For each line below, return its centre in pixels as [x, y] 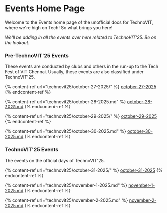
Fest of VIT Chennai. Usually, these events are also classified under [74, 72]
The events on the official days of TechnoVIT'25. [55, 160]
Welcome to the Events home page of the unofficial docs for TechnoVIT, [79, 22]
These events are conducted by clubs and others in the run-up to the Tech [82, 66]
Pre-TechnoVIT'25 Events [37, 55]
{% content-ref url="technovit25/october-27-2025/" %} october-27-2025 [81, 87]
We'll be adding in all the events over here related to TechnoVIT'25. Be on [81, 37]
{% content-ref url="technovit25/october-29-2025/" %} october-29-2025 [81, 116]
